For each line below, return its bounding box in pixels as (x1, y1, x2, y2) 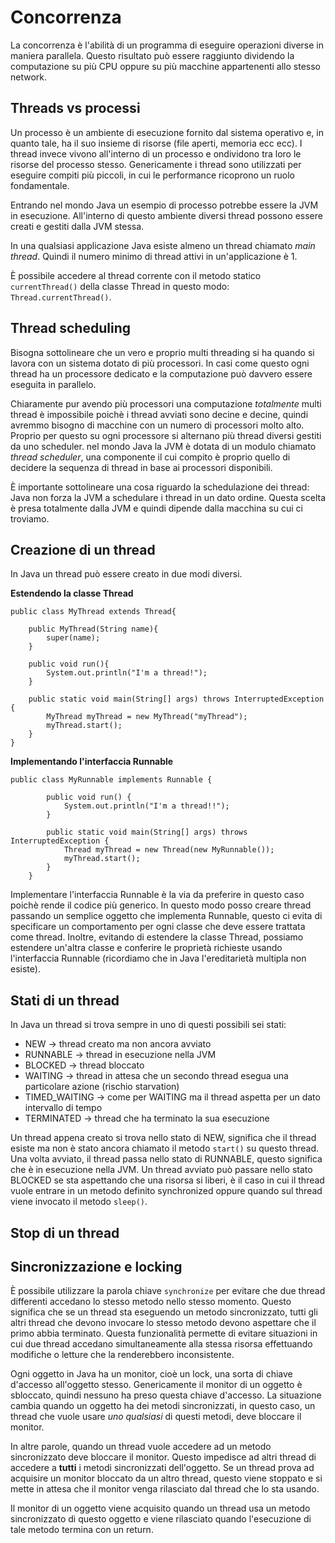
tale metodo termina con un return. (10, 1524, 154, 1536)
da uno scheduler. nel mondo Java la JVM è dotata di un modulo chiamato (10, 440, 317, 452)
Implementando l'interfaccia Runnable (10, 756, 174, 768)
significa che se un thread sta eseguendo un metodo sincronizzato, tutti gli (10, 1306, 318, 1318)
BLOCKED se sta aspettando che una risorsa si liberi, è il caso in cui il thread (10, 1174, 325, 1186)
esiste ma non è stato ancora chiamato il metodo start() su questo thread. (10, 1142, 320, 1155)
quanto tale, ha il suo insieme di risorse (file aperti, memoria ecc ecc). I (10, 137, 303, 149)
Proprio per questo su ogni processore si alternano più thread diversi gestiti (10, 429, 322, 441)
